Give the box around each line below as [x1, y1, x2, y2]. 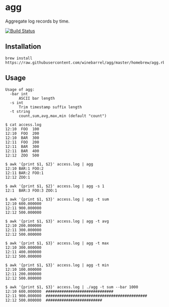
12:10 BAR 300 [5, 135, 39, 140]
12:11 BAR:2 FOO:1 [5, 170, 44, 176]
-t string [10, 109, 30, 114]
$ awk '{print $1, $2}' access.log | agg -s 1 [5, 184, 105, 189]
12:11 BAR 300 [5, 144, 39, 149]
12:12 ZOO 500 [5, 152, 39, 158]
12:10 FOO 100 [5, 126, 39, 131]
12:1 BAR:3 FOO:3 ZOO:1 [5, 188, 57, 193]
